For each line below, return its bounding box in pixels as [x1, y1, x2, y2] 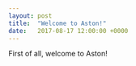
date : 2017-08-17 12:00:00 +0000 [8, 27, 129, 35]
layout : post [8, 11, 53, 20]
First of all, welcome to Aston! [8, 49, 108, 59]
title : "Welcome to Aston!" [8, 19, 107, 27]
